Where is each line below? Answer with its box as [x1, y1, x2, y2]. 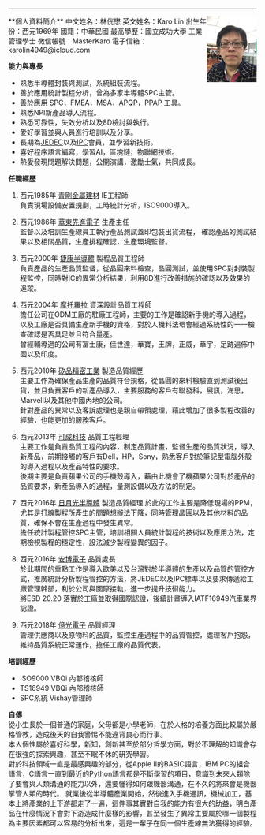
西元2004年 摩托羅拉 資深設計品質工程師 [19, 300, 152, 309]
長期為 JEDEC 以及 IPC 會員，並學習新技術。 [19, 137, 158, 147]
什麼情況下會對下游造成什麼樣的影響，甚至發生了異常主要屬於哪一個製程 [21, 809, 257, 818]
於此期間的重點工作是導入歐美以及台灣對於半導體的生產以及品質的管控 [19, 565, 248, 573]
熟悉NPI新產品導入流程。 [19, 108, 101, 117]
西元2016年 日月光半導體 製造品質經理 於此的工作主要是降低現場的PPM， [19, 498, 257, 507]
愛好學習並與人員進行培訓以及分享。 [19, 128, 138, 136]
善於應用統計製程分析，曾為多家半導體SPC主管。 [19, 88, 179, 97]
